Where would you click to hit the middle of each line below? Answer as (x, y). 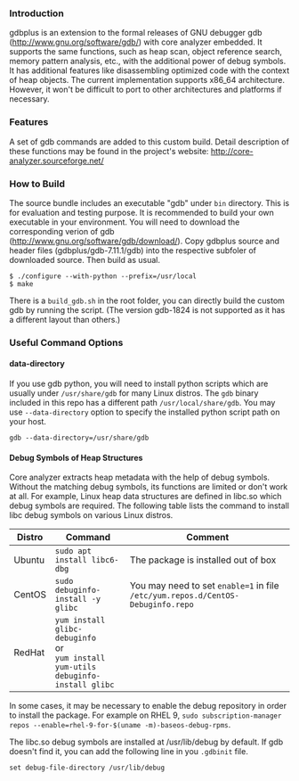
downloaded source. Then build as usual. (85, 259)
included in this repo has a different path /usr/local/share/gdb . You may (142, 403)
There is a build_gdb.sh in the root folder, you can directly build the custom (147, 300)
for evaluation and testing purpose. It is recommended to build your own (141, 212)
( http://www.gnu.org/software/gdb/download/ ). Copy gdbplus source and (145, 241)
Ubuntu (29, 560)
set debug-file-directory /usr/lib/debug (87, 768)
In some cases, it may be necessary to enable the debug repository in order (148, 706)
